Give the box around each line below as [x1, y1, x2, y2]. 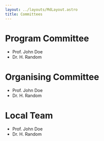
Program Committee [5, 33, 89, 44]
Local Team [5, 110, 53, 121]
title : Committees [5, 12, 43, 17]
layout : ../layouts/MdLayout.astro [5, 7, 78, 12]
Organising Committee [5, 71, 100, 82]
